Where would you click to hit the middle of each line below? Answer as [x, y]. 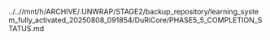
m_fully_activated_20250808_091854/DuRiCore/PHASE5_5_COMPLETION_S [135, 20]
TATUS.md [26, 28]
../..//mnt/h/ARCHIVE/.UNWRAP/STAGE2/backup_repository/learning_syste [133, 12]
